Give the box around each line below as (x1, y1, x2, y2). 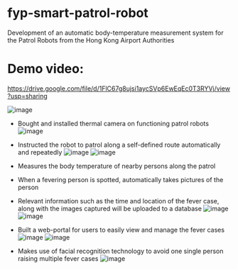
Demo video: (7, 61, 84, 77)
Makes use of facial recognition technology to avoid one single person (17, 247, 224, 255)
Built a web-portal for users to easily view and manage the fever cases (17, 225, 225, 234)
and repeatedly (17, 147, 63, 157)
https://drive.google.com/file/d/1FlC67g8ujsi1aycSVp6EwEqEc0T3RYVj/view (7, 84, 231, 93)
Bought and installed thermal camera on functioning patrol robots (17, 119, 210, 128)
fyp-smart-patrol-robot (7, 5, 149, 21)
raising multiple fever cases (17, 254, 99, 263)
